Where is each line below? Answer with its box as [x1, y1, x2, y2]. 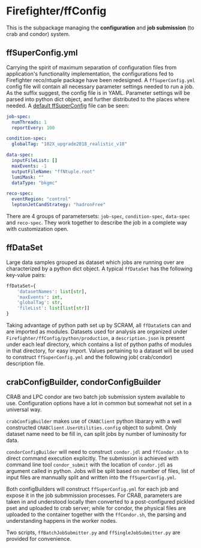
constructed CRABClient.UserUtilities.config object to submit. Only [6, 424, 177, 431]
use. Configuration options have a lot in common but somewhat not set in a [6, 399, 192, 407]
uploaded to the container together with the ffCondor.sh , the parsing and [6, 511, 187, 518]
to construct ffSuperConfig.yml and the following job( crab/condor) [6, 354, 173, 361]
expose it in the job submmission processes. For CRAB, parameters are [6, 492, 182, 499]
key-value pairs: [6, 271, 46, 278]
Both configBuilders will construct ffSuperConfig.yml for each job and [6, 485, 179, 492]
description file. [6, 360, 45, 367]
